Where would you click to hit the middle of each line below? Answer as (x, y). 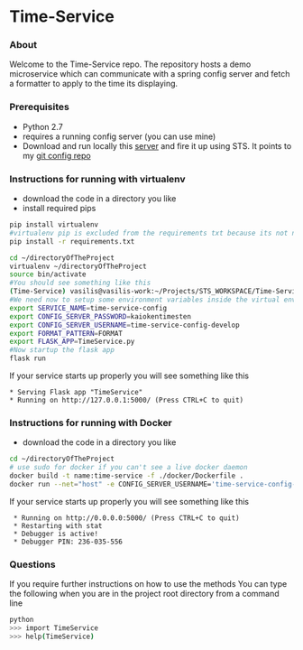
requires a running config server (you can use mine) (119, 136)
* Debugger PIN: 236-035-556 (68, 542)
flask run (28, 358)
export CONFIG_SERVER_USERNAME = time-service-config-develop (125, 325)
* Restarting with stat (58, 525)
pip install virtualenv (54, 225)
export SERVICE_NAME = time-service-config (88, 308)
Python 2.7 (42, 126)
